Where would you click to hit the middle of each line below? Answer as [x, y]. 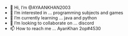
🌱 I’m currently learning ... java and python [53, 18]
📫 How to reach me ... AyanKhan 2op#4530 [55, 28]
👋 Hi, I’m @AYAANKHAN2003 [40, 8]
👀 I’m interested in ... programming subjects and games [66, 13]
